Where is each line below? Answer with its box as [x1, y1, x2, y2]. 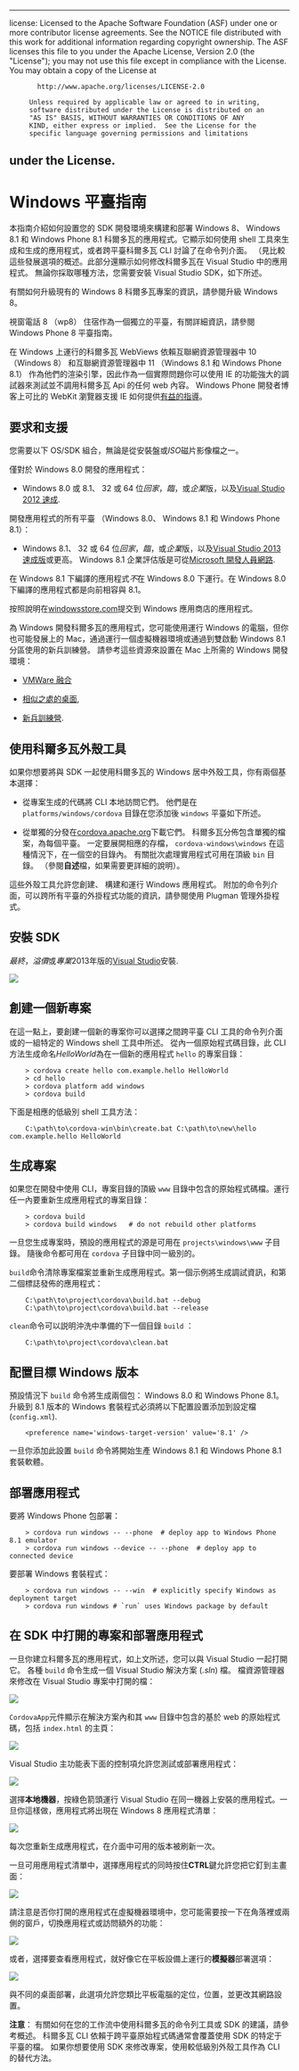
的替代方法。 [9, 2052, 56, 2063]
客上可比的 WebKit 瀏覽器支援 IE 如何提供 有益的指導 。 [9, 391, 207, 402]
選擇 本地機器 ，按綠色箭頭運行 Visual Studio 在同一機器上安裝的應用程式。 [9, 1794, 280, 1804]
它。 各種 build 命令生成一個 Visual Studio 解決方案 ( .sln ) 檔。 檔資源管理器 [9, 1664, 285, 1675]
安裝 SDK [9, 930, 61, 945]
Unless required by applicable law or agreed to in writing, [28, 98, 261, 107]
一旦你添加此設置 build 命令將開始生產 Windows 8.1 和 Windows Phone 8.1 [9, 1445, 282, 1456]
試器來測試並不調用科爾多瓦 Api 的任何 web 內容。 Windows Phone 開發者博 [9, 380, 289, 390]
